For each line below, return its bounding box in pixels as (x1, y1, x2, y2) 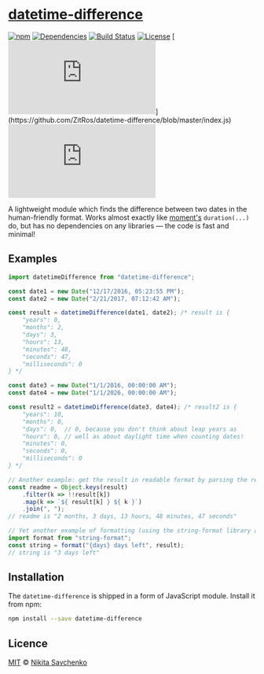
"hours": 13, (22, 338, 65, 346)
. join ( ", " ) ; (22, 505, 65, 513)
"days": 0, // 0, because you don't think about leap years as (22, 425, 237, 433)
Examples (8, 252, 57, 265)
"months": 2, (22, 324, 65, 331)
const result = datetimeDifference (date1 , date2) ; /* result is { (8, 309, 230, 317)
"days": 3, (22, 331, 58, 339)
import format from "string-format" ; (8, 534, 132, 542)
